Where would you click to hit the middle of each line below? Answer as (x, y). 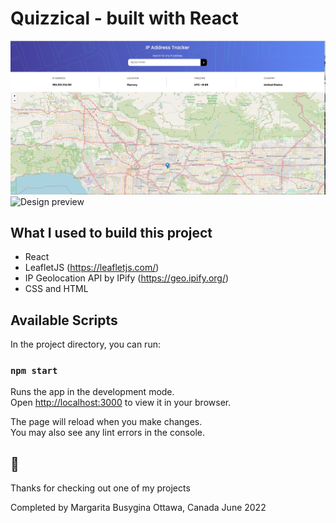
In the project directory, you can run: (85, 344)
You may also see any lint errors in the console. (107, 433)
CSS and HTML (56, 289)
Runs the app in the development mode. (92, 392)
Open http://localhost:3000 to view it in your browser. (121, 403)
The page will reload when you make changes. (106, 422)
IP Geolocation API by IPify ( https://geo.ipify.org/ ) (127, 278)
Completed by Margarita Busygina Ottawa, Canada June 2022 (138, 508)
